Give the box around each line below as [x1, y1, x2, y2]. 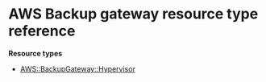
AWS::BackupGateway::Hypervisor [19, 64, 135, 73]
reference [8, 22, 76, 40]
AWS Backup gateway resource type [8, 5, 259, 23]
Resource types [8, 48, 63, 58]
